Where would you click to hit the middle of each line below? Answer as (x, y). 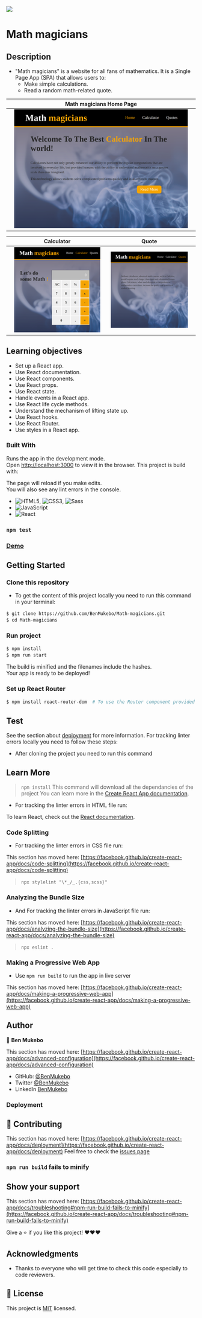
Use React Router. (37, 423)
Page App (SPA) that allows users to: (60, 78)
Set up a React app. (39, 366)
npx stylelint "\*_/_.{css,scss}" (64, 882)
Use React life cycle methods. (52, 404)
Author (20, 1026)
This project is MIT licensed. (41, 1308)
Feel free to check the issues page (107, 1151)
